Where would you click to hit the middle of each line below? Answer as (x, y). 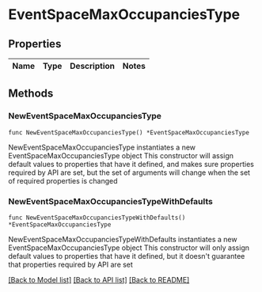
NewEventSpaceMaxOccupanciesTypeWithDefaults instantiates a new (123, 239)
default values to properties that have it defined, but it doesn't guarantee (127, 256)
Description (92, 66)
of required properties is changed (63, 180)
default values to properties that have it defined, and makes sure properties (131, 164)
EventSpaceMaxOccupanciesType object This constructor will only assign (129, 248)
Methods (31, 94)
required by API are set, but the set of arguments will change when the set (129, 173)
